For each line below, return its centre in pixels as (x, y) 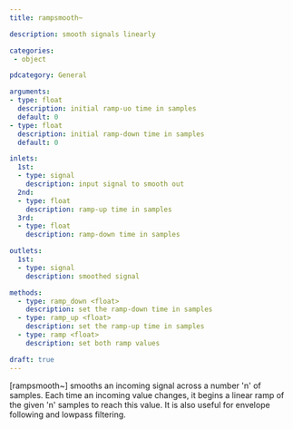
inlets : (24, 159)
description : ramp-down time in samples (103, 235)
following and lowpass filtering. (68, 414)
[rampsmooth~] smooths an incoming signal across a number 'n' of (135, 385)
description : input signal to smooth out (105, 184)
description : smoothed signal (83, 276)
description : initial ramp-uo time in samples (107, 109)
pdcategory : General (49, 75)
